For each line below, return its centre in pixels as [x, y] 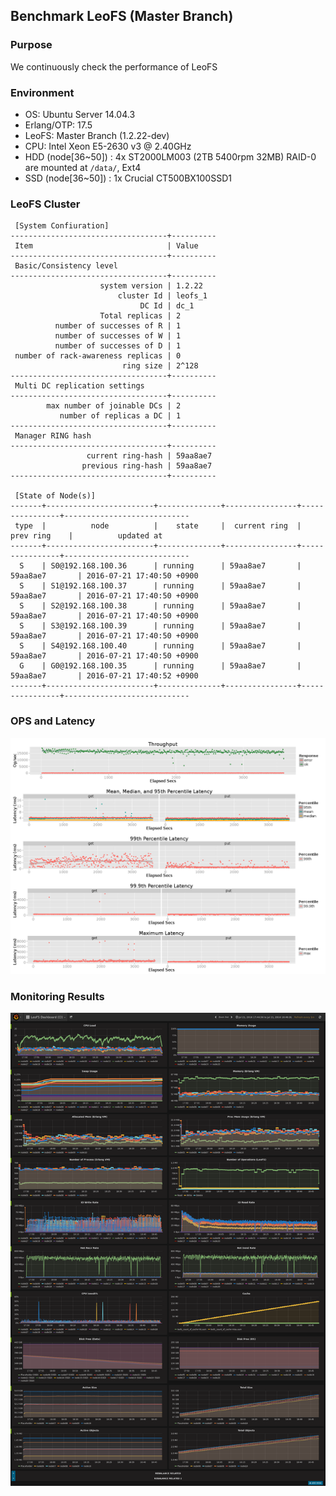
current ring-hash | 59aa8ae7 [149, 456]
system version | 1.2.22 [151, 286]
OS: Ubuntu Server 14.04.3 [80, 114]
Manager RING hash [53, 436]
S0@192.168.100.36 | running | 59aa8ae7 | [176, 566]
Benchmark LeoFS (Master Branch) [122, 16]
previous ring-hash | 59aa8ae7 [147, 466]
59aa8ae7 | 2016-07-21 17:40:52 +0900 [104, 676]
